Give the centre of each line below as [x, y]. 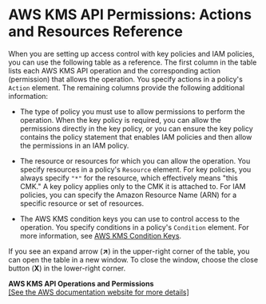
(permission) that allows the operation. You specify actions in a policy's [126, 79]
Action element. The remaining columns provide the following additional [127, 87]
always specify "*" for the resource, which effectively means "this [129, 178]
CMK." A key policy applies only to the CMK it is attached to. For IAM [133, 186]
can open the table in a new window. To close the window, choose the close [133, 259]
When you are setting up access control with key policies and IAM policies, [131, 53]
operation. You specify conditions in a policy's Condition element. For [134, 227]
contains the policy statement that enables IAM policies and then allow [136, 136]
